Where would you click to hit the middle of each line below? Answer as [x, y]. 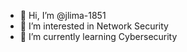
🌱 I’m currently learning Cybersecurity [98, 36]
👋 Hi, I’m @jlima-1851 [63, 15]
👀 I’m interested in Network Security [94, 26]
